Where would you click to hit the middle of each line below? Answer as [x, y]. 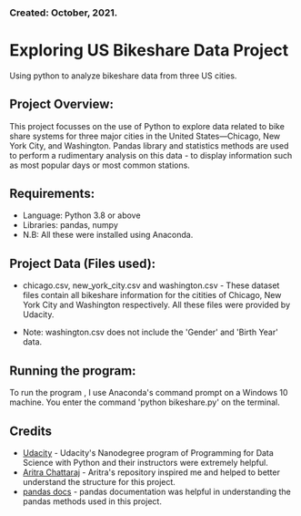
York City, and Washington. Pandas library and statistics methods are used [149, 145]
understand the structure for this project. [99, 481]
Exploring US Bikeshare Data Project [149, 51]
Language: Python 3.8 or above [81, 215]
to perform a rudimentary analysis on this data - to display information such [151, 155]
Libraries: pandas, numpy [70, 225]
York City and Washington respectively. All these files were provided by [156, 305]
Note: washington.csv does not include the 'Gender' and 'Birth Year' [150, 332]
